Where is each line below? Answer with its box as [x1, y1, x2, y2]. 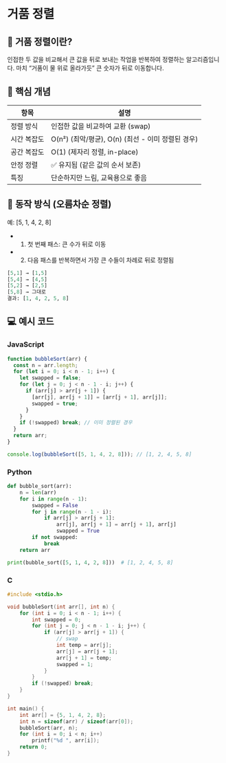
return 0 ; [19, 744, 48, 751]
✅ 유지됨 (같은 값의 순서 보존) [50, 159, 142, 169]
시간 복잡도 [10, 134, 45, 144]
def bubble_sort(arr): [7, 483, 72, 490]
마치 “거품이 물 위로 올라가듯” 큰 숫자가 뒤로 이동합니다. [16, 64, 164, 72]
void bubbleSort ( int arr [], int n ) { [7, 603, 115, 610]
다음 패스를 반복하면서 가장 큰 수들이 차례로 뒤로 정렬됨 [27, 256, 174, 264]
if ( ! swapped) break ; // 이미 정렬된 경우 [19, 419, 133, 426]
